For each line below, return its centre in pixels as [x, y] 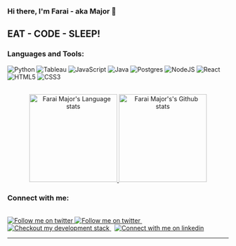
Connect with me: [38, 198]
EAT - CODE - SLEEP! [54, 34]
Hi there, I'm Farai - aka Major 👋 [62, 11]
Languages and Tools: [46, 54]
